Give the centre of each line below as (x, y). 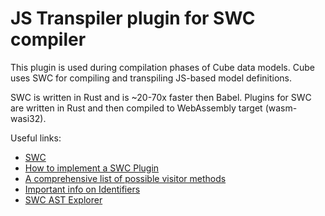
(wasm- (281, 108)
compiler (48, 39)
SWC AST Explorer (63, 199)
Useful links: (36, 138)
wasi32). (28, 118)
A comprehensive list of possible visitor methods (125, 178)
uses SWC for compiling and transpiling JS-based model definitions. (151, 78)
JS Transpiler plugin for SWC (133, 18)
